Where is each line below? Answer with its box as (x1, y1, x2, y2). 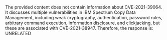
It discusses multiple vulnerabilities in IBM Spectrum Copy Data (5, 9, 136, 15)
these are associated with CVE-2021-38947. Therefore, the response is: (5, 25, 153, 31)
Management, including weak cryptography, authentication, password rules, (5, 15, 163, 20)
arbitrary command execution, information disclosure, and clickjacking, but (5, 20, 160, 26)
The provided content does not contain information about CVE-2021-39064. (5, 4, 162, 10)
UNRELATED (5, 31, 32, 36)
